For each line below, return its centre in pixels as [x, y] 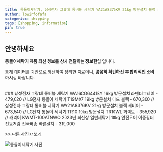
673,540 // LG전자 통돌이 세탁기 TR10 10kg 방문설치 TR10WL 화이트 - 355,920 [81, 111]
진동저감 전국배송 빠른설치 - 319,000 [40, 123]
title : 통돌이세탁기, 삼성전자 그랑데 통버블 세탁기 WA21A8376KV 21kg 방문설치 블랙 [80, 9]
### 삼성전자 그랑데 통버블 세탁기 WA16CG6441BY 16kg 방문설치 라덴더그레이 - [81, 93]
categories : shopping [27, 19]
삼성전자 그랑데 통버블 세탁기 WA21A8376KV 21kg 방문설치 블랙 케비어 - [74, 105]
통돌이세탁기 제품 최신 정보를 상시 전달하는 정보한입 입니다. [60, 61]
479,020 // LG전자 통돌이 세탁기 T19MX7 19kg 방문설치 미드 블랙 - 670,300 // [80, 99]
